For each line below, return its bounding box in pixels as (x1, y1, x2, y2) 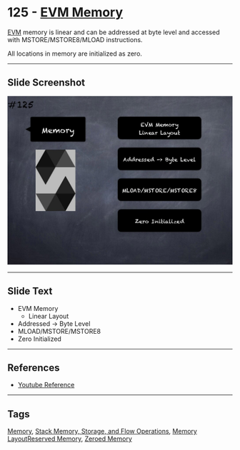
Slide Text (7, 285, 53, 297)
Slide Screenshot (7, 76, 86, 89)
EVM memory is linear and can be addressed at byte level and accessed (7, 28, 220, 36)
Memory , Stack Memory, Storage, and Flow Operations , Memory (7, 427, 198, 436)
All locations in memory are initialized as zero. (7, 49, 143, 58)
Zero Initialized (17, 334, 62, 343)
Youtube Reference (17, 381, 75, 389)
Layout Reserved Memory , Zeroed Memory (7, 434, 132, 443)
